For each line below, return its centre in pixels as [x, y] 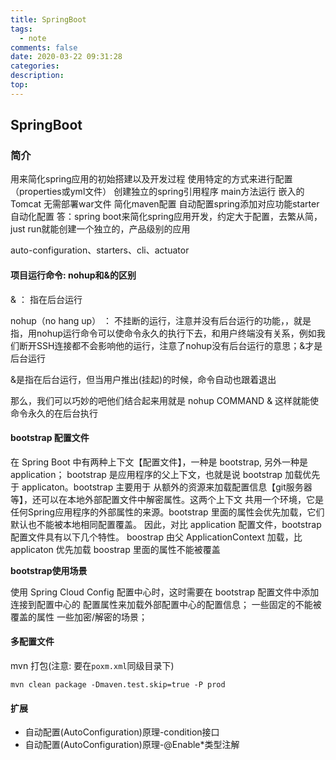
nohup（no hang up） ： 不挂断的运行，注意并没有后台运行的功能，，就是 [161, 320]
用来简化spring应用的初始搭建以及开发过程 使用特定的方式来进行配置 [151, 179]
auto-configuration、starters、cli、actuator [100, 250]
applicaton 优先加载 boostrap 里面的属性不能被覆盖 [115, 549]
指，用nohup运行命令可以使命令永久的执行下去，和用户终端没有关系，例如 [163, 333]
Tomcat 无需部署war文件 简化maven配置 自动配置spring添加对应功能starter [165, 204]
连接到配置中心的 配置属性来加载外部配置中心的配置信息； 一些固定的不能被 [166, 604]
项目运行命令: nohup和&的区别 [73, 275]
